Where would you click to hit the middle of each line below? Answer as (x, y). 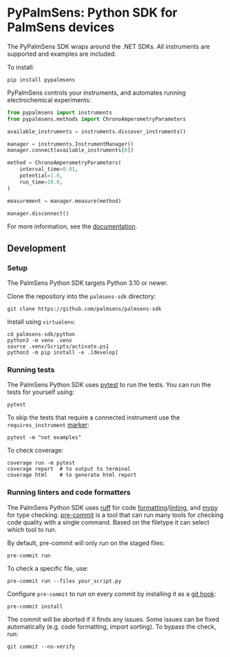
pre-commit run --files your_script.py (64, 581)
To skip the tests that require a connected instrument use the (94, 418)
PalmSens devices (61, 27)
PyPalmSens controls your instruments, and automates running (96, 92)
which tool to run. (32, 529)
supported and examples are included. (62, 54)
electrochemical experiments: (49, 100)
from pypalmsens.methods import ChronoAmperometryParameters (97, 119)
